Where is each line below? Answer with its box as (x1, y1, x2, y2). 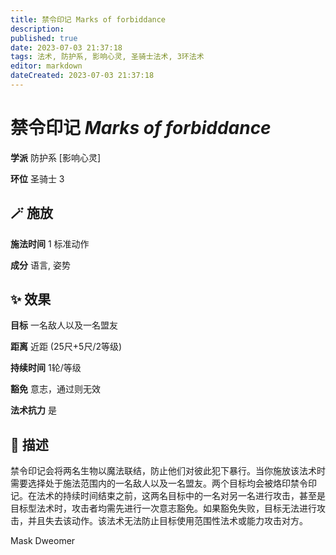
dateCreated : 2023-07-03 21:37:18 (10, 71, 155, 81)
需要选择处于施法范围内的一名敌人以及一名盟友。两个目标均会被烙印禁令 (10, 477, 308, 490)
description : (10, 24, 65, 34)
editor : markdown (10, 61, 83, 71)
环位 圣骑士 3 (10, 172, 65, 185)
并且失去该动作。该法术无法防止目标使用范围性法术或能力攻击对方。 (27, 515, 308, 527)
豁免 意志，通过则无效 (10, 383, 101, 395)
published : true (10, 33, 78, 43)
